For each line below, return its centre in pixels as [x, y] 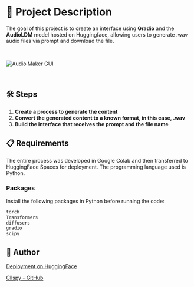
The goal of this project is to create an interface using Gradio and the [90, 28]
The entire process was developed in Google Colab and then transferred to [97, 160]
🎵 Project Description [59, 12]
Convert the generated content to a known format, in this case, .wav [100, 118]
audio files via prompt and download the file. [60, 41]
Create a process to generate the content [66, 111]
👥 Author [23, 252]
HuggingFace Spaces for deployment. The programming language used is [96, 167]
